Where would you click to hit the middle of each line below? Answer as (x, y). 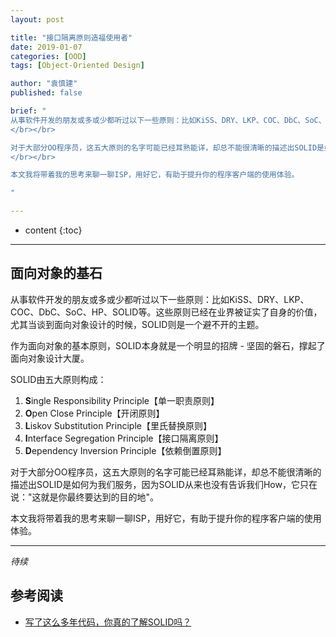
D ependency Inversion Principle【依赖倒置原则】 (125, 450)
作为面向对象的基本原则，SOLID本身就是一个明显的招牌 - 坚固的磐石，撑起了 (168, 345)
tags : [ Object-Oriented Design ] (77, 66)
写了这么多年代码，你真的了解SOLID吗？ (108, 622)
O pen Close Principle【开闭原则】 (94, 413)
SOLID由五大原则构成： (58, 379)
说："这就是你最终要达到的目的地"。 (85, 497)
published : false (46, 93)
